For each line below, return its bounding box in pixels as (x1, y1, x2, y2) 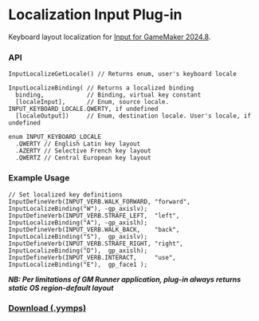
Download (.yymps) (8, 303, 86, 314)
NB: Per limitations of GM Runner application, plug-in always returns (8, 274, 241, 284)
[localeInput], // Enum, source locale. (15, 98, 170, 106)
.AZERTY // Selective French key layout (15, 147, 151, 155)
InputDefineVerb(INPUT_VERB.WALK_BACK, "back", (8, 225, 180, 233)
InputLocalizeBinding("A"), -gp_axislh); (8, 218, 148, 227)
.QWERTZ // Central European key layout (15, 154, 151, 162)
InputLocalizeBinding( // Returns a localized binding (8, 84, 194, 93)
